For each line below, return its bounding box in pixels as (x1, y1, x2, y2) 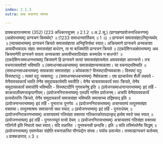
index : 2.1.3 (5, 7, 32, 12)
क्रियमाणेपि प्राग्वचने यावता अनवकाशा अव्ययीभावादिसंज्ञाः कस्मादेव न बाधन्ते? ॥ (5, 51, 123, 57)
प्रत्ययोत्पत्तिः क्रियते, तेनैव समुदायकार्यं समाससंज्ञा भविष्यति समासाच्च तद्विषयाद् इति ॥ (5, 95, 131, 101)
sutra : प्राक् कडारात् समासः (5, 12, 49, 17)
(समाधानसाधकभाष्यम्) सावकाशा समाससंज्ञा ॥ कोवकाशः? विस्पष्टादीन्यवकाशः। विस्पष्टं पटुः (5, 68, 143, 73)
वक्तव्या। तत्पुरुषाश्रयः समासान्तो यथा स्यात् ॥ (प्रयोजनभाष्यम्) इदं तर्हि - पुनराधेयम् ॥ (5, 106, 132, 112)
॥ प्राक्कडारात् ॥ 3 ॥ (5, 133, 38, 139)
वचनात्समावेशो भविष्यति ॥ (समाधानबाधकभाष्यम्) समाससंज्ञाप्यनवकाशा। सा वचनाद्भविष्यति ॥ (5, 62, 146, 68)
